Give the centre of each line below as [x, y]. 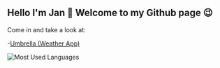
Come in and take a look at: [46, 29]
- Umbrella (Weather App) [44, 43]
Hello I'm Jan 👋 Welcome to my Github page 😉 [110, 13]
